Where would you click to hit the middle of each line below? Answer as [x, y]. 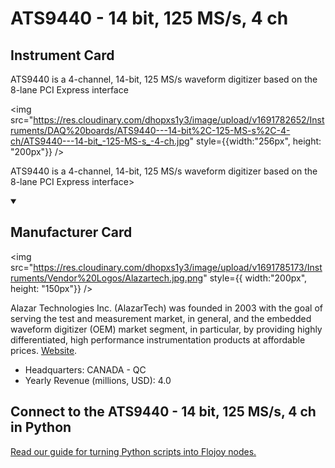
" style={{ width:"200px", [255, 278]
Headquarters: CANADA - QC [85, 369]
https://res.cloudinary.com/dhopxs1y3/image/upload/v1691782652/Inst [179, 120]
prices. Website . [44, 350]
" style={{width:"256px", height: [255, 141]
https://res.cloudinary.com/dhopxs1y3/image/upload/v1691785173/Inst [178, 267]
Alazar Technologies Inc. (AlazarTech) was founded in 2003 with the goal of [167, 308]
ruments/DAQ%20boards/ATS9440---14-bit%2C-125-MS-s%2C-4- [150, 130]
